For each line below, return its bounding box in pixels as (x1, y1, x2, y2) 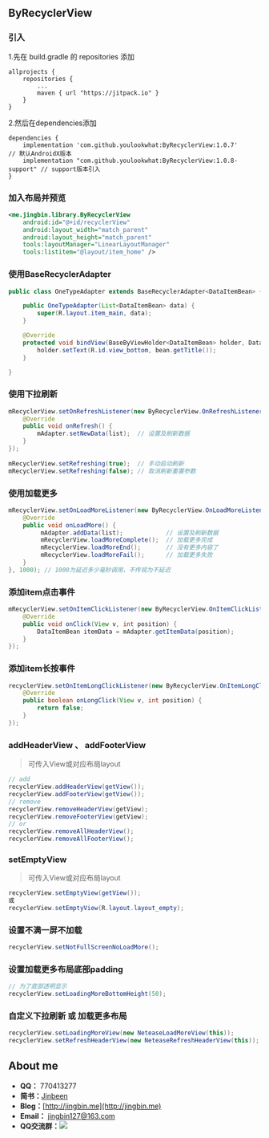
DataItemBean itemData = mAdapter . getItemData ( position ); (37, 628, 235, 636)
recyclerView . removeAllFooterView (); (8, 835, 134, 843)
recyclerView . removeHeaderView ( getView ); (8, 805, 149, 813)
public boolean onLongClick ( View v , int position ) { (22, 697, 203, 705)
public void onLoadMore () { (22, 521, 116, 529)
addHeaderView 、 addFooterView (8, 739, 147, 750)
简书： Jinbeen (19, 1091, 68, 1101)
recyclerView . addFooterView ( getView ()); (8, 790, 146, 798)
